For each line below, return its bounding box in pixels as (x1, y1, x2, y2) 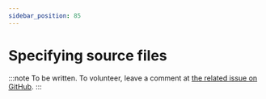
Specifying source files (8, 46, 167, 64)
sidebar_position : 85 (8, 11, 82, 20)
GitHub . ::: (8, 81, 42, 91)
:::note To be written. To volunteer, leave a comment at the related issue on (8, 73, 258, 83)
